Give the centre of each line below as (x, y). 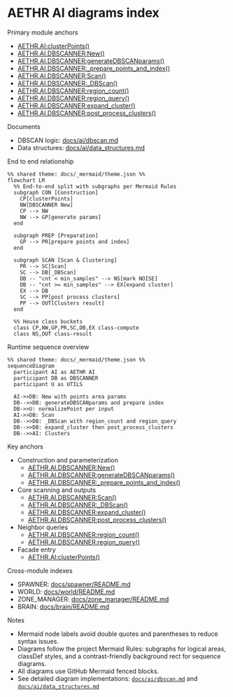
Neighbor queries (43, 527)
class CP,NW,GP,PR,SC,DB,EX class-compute (76, 328)
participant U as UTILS (48, 384)
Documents (24, 126)
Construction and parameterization (68, 460)
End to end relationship (41, 161)
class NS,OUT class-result (53, 334)
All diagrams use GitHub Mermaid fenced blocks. (88, 671)
